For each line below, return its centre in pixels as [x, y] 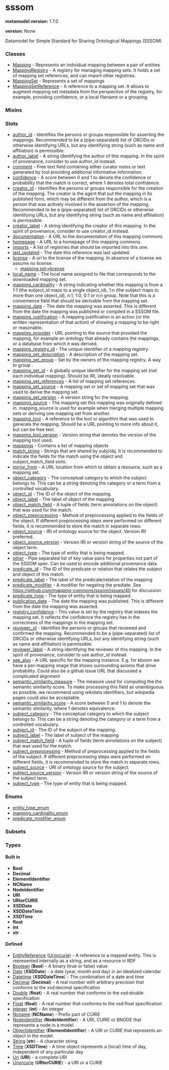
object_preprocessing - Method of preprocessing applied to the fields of [88, 515]
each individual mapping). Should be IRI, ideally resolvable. [74, 376]
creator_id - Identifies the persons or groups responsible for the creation [88, 188]
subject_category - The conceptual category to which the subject [80, 714]
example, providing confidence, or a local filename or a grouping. [80, 97]
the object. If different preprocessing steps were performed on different [87, 521]
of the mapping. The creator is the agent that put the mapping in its [82, 194]
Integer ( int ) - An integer [38, 1009]
